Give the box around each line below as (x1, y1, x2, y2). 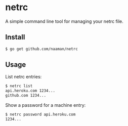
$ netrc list (5, 83, 33, 89)
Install (5, 33, 25, 41)
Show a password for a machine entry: (5, 102, 86, 108)
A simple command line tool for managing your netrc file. (5, 18, 124, 24)
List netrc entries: (5, 74, 42, 80)
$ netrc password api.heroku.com (5, 112, 76, 117)
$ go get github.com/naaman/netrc (5, 46, 78, 52)
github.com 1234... (5, 93, 47, 98)
